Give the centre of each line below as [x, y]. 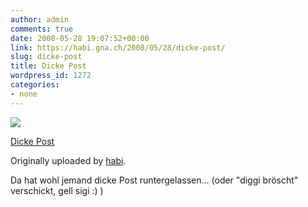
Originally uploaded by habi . [68, 160]
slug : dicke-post [46, 57]
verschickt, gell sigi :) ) [57, 190]
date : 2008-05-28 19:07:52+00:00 [80, 38]
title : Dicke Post [48, 66]
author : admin [40, 19]
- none [24, 94]
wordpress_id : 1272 [51, 76]
